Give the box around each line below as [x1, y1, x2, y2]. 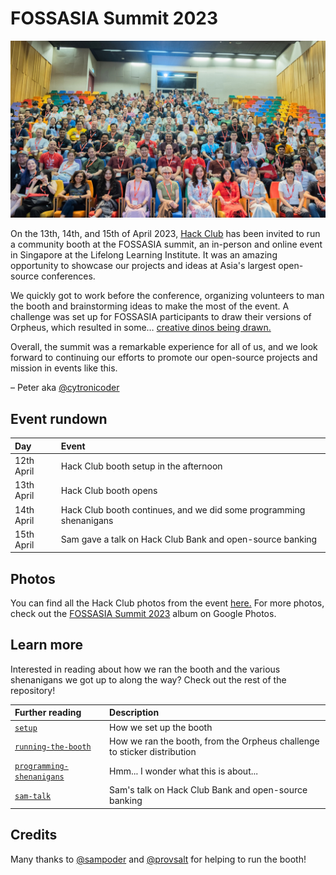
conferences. [41, 270, 96, 282]
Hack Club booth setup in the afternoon [60, 460, 223, 472]
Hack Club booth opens [60, 484, 158, 496]
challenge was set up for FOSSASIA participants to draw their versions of [10, 311, 312, 323]
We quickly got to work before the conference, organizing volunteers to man [10, 290, 325, 302]
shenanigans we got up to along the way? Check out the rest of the [10, 673, 287, 686]
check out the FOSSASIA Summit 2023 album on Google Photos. [10, 608, 277, 620]
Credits [10, 827, 58, 844]
